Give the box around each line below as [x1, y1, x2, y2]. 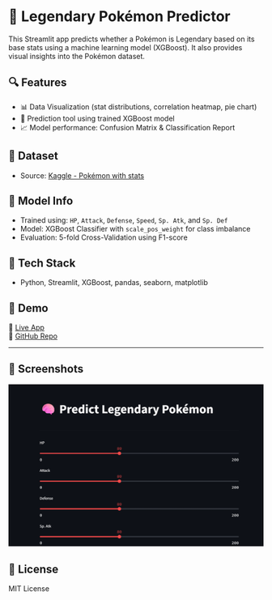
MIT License [8, 584, 50, 594]
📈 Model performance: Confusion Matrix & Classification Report [19, 122, 236, 132]
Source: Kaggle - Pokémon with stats [19, 170, 144, 181]
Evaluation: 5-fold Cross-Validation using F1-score [19, 232, 188, 242]
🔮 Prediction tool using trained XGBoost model [19, 113, 176, 123]
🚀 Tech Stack [8, 256, 76, 270]
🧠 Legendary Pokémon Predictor [8, 7, 231, 26]
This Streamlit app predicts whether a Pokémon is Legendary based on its [8, 34, 255, 44]
